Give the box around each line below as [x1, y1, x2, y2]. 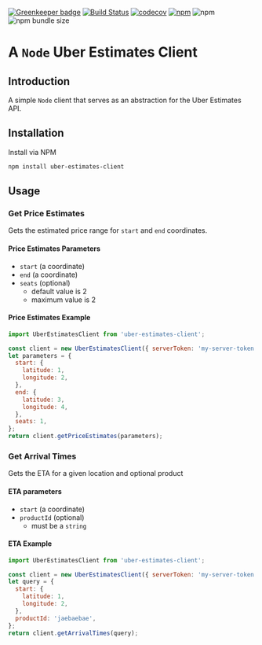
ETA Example [8, 539, 53, 548]
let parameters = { [8, 352, 72, 359]
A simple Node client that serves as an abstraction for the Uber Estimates [8, 95, 242, 105]
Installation [8, 127, 64, 140]
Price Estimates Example [8, 313, 91, 322]
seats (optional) [19, 278, 71, 287]
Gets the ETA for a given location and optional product [8, 469, 184, 478]
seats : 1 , [15, 418, 47, 426]
